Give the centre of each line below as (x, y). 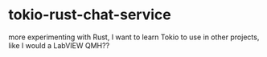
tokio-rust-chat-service (90, 15)
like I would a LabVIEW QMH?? (59, 45)
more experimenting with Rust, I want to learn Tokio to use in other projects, (134, 37)
